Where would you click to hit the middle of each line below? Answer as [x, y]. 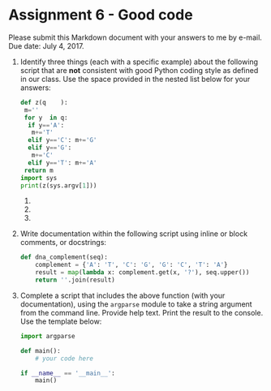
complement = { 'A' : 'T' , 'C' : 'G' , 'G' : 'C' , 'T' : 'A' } [132, 265]
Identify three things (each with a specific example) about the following [139, 62]
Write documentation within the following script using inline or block [134, 234]
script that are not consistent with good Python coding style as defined [139, 70]
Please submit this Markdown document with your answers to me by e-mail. [135, 37]
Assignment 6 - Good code [101, 15]
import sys [39, 178]
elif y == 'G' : [50, 148]
